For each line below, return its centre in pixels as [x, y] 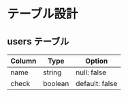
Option [96, 61]
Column [23, 61]
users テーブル [38, 41]
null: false [91, 72]
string [52, 72]
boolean [56, 84]
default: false [97, 84]
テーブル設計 [43, 14]
